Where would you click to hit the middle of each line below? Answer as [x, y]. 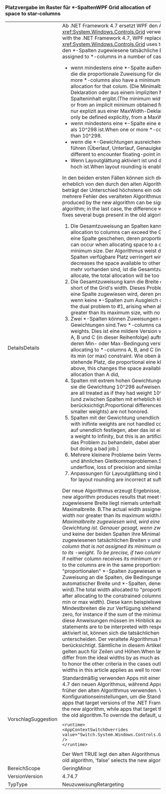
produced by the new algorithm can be [107, 203]
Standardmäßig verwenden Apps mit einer [111, 678]
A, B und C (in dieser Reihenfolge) [110, 337]
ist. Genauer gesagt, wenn [122, 528]
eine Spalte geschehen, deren [105, 238]
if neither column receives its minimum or [110, 559]
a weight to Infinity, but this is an [108, 436]
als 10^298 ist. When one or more [109, 130]
